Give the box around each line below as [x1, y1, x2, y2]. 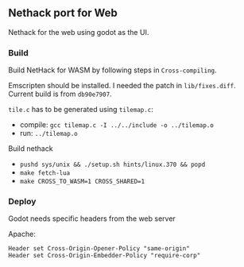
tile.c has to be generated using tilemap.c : [8, 105, 153, 114]
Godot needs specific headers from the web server [8, 214, 176, 223]
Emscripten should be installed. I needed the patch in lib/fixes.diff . [8, 81, 236, 91]
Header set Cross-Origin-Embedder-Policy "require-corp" [8, 252, 201, 260]
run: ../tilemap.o [19, 129, 78, 138]
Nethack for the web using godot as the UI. [8, 27, 149, 37]
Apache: [8, 230, 36, 239]
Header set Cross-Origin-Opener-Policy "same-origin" [8, 245, 191, 253]
